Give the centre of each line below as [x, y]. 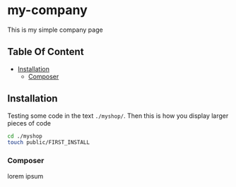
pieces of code [29, 123]
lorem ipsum [25, 176]
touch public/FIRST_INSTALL [49, 143]
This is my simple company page [55, 30]
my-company [48, 10]
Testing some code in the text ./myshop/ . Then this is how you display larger [118, 116]
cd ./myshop [25, 136]
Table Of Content [46, 52]
